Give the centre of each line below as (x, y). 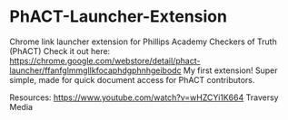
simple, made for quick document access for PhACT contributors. (132, 79)
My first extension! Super (230, 70)
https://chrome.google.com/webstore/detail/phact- (105, 60)
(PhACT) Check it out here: (60, 51)
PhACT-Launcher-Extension (118, 17)
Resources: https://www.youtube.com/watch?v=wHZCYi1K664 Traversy (144, 97)
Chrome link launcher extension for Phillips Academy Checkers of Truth (143, 42)
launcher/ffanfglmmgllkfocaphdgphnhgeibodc (95, 70)
